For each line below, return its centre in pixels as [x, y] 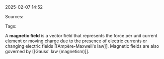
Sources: [14, 16]
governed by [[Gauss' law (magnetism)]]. [47, 51]
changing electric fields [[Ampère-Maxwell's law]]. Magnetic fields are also [82, 46]
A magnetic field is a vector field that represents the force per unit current [81, 36]
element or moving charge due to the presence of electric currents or [76, 41]
